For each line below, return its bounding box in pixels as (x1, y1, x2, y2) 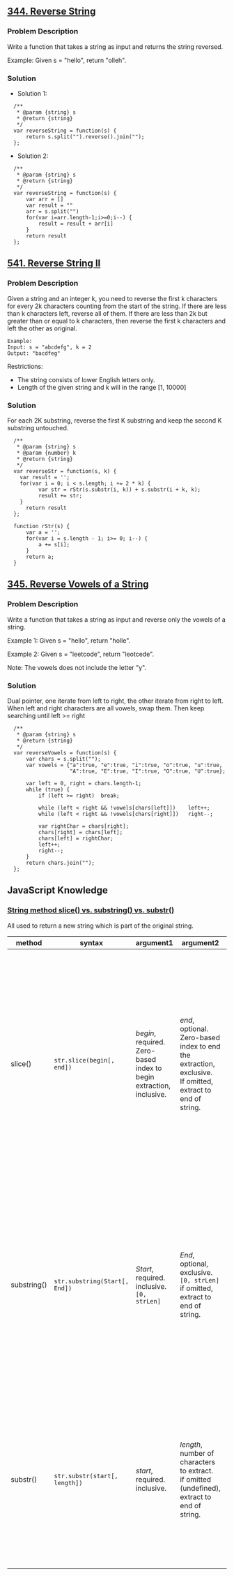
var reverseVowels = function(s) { (13, 749, 117, 757)
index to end (180, 1041, 221, 1051)
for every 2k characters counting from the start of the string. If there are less (7, 302, 227, 310)
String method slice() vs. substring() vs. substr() (7, 905, 175, 915)
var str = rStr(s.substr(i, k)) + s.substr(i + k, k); (38, 486, 201, 493)
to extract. (180, 1466, 214, 1475)
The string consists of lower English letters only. (17, 375, 155, 384)
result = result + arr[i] (38, 220, 114, 227)
